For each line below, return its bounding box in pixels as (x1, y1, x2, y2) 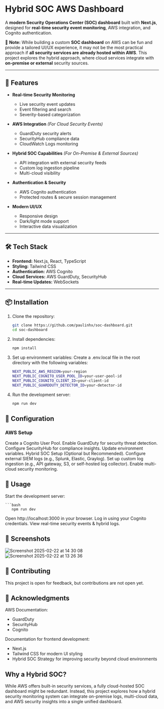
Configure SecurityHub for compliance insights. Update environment (5, 445, 143, 452)
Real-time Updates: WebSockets (12, 279, 79, 285)
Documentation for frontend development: (5, 636, 90, 642)
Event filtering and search (19, 106, 72, 112)
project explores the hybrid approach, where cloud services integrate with (5, 55, 154, 60)
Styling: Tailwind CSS (12, 263, 57, 269)
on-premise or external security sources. (5, 60, 89, 66)
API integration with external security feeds (19, 159, 106, 165)
